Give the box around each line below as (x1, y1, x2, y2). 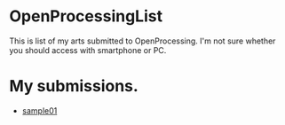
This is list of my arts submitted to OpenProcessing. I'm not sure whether (9, 35, 276, 46)
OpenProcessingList (9, 6, 162, 27)
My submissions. (9, 76, 139, 97)
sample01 (21, 105, 58, 116)
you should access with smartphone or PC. (9, 44, 167, 55)
